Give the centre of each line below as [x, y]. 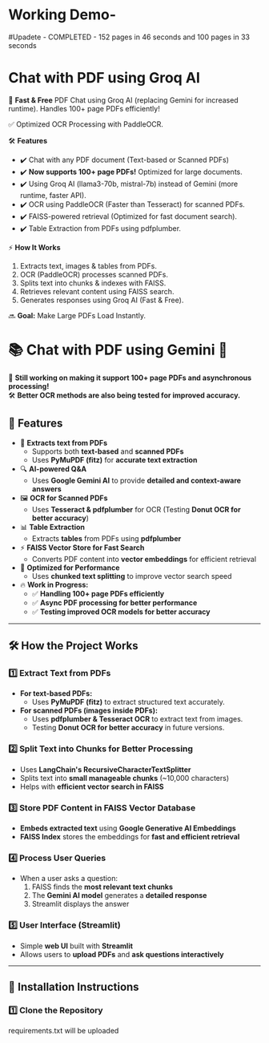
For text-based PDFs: [56, 693]
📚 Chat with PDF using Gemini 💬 [118, 350]
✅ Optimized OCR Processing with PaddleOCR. [86, 124]
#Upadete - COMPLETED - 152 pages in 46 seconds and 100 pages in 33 [129, 37]
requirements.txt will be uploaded [64, 1031]
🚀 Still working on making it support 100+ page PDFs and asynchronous [130, 378]
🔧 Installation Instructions [74, 986]
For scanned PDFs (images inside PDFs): [89, 710]
